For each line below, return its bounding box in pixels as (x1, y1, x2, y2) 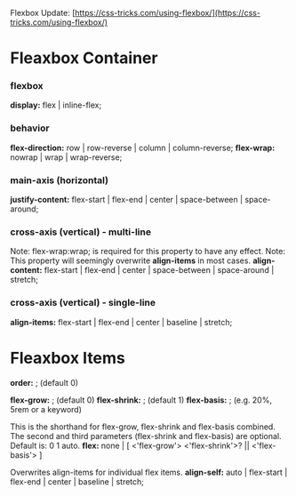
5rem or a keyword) (10, 404, 83, 414)
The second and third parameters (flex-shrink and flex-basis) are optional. (10, 430, 283, 441)
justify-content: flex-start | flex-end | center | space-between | (10, 195, 244, 205)
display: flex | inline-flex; (10, 100, 102, 110)
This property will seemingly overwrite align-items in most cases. (10, 255, 252, 266)
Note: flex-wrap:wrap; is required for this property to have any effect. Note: (10, 246, 285, 257)
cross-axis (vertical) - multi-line (10, 226, 152, 238)
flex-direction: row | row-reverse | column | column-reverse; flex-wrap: (10, 142, 276, 153)
